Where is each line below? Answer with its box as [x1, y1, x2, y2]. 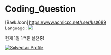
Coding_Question [5, 3, 76, 14]
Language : [5, 25, 28, 31]
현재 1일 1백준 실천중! [5, 35, 45, 41]
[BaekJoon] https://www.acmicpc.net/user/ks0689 [5, 19, 106, 25]
